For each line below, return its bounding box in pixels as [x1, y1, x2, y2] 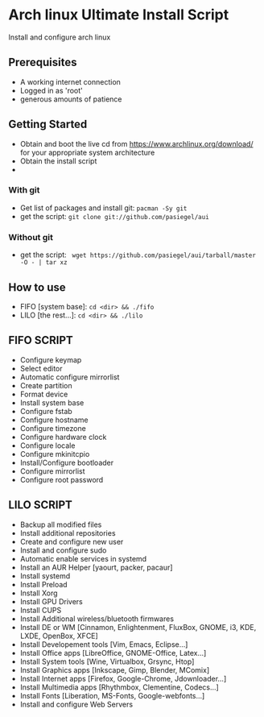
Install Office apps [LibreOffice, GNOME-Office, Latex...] [19, 648, 207, 657]
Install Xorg [19, 588, 58, 598]
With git [8, 184, 40, 196]
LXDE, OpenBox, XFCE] [19, 631, 98, 640]
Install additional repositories [19, 528, 116, 537]
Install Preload [19, 579, 68, 589]
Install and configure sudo [19, 545, 107, 555]
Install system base [19, 397, 85, 408]
